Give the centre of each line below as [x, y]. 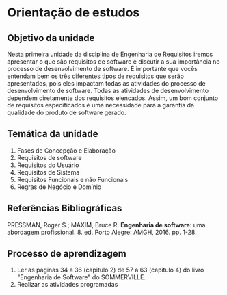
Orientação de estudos [74, 13]
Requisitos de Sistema [48, 172]
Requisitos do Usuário [48, 165]
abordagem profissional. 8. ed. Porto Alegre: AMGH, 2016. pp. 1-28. [102, 232]
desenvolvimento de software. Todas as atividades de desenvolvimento [108, 91]
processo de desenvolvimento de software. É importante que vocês [103, 69]
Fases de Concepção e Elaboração [66, 150]
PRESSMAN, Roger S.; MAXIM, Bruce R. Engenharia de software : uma [106, 225]
